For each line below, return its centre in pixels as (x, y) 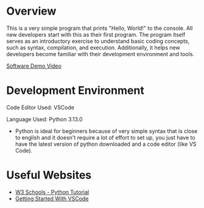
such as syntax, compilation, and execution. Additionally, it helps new (93, 48)
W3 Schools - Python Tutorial (52, 192)
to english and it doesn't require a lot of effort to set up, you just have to (105, 137)
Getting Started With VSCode (52, 198)
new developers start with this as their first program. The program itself (96, 34)
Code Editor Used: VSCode (40, 107)
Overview (31, 11)
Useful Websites (49, 175)
